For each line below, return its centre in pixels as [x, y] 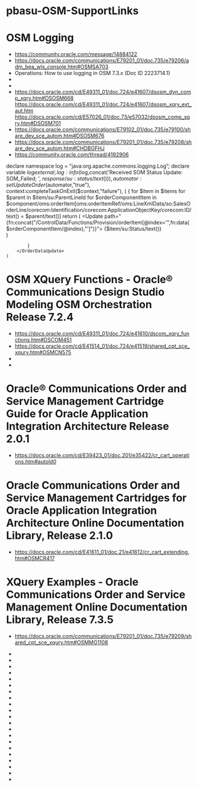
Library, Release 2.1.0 [60, 536]
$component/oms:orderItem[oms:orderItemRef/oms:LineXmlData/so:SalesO [98, 204]
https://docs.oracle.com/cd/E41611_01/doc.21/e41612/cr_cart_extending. [102, 552]
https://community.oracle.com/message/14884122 [76, 54]
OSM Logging [40, 38]
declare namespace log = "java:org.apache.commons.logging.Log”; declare [98, 166]
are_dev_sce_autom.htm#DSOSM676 [60, 136]
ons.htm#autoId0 [36, 461]
